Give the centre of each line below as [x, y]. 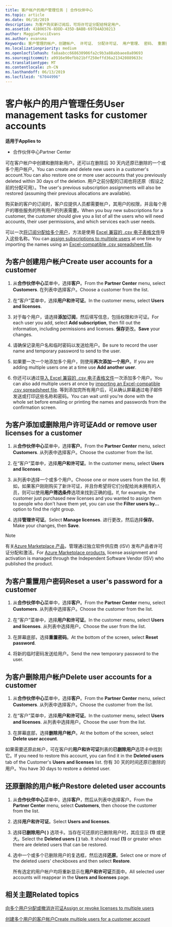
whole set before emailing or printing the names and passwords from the [89, 402]
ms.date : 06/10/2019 [27, 20]
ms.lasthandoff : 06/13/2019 [35, 72]
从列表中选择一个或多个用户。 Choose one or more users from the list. [86, 480]
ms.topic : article [25, 15]
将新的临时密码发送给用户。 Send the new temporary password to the [85, 654]
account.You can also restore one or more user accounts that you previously [86, 175]
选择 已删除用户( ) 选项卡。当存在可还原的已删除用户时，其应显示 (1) [84, 832]
